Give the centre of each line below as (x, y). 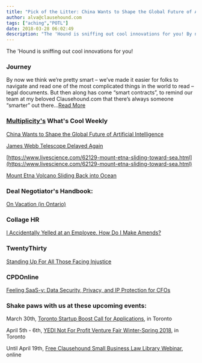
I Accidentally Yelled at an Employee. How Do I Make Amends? (84, 233)
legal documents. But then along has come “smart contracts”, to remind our (99, 93)
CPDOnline (23, 277)
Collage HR (23, 219)
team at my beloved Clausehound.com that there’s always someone (90, 99)
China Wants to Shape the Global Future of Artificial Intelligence (85, 134)
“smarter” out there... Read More (46, 105)
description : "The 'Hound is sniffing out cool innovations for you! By (99, 34)
